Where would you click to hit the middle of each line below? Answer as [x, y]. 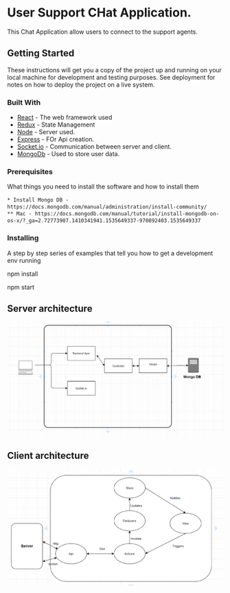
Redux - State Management [56, 125]
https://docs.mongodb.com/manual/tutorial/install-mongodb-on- [127, 214]
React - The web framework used [65, 118]
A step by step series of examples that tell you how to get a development [110, 253]
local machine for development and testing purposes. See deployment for [111, 77]
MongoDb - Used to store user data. [68, 154]
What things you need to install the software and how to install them [103, 186]
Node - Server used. [46, 132]
